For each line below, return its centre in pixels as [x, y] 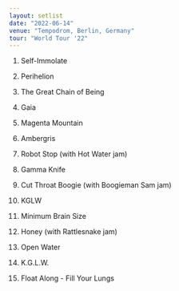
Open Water [40, 247]
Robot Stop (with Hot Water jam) [74, 154]
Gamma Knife [43, 170]
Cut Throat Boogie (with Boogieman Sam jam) [96, 185]
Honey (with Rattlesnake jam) [69, 232]
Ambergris [38, 139]
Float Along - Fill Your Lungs [68, 278]
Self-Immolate [44, 61]
